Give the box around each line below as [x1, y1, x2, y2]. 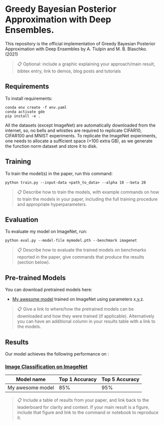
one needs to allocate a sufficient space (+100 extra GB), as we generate [5, 138, 153, 144]
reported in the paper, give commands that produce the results [17, 254, 144, 260]
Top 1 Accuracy [58, 376, 97, 383]
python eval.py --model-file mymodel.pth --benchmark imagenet [5, 238, 137, 243]
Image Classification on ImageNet [5, 363, 88, 370]
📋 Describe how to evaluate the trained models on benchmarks [17, 247, 146, 253]
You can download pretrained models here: [5, 287, 92, 293]
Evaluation [5, 215, 38, 224]
